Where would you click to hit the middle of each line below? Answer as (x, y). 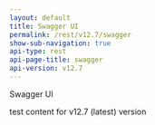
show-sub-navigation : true (60, 43)
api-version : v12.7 (46, 69)
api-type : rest (38, 52)
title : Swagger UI (44, 26)
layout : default (40, 18)
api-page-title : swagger (56, 60)
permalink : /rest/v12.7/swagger (70, 34)
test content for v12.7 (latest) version (78, 111)
